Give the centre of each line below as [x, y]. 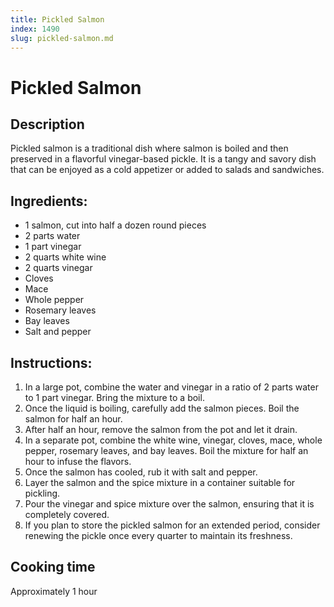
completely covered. [67, 514]
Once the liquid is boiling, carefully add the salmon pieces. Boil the [162, 408]
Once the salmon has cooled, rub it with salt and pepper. [141, 472]
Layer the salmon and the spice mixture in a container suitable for [160, 482]
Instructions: [51, 362]
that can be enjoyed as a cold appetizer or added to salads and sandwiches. [167, 170]
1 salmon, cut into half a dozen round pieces [115, 225]
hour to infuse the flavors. [78, 461]
